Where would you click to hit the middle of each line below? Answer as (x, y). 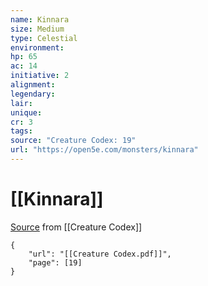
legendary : (33, 94)
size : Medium (37, 29)
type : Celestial (44, 38)
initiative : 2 (40, 76)
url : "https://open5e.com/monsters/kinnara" (104, 150)
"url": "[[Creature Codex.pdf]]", (100, 254)
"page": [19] (55, 262)
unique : (26, 112)
